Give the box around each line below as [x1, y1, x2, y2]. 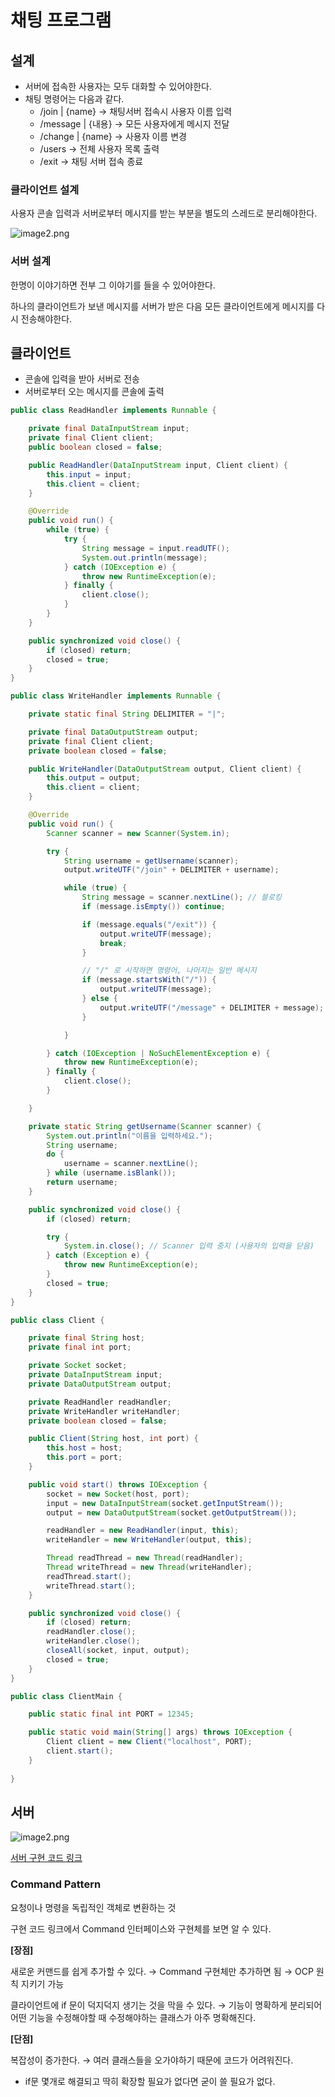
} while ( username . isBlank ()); [46, 1168, 177, 1178]
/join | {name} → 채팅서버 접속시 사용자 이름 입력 [39, 106, 233, 117]
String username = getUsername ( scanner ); [63, 856, 240, 866]
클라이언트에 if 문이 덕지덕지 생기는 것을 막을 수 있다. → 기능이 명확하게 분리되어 [10, 1999, 323, 2011]
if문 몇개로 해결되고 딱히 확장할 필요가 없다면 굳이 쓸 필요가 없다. [24, 2075, 276, 2087]
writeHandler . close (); [46, 1636, 141, 1646]
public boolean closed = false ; [28, 442, 163, 453]
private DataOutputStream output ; [28, 1379, 172, 1389]
